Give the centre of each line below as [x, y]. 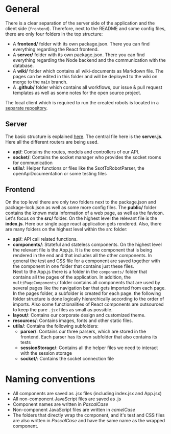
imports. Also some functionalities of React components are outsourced [88, 304]
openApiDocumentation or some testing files [60, 173]
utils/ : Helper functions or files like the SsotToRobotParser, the [78, 168]
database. [23, 65]
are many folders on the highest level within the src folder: [66, 229]
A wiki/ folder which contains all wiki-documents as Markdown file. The [88, 71]
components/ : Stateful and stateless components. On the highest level [87, 244]
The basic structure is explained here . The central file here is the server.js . [84, 136]
